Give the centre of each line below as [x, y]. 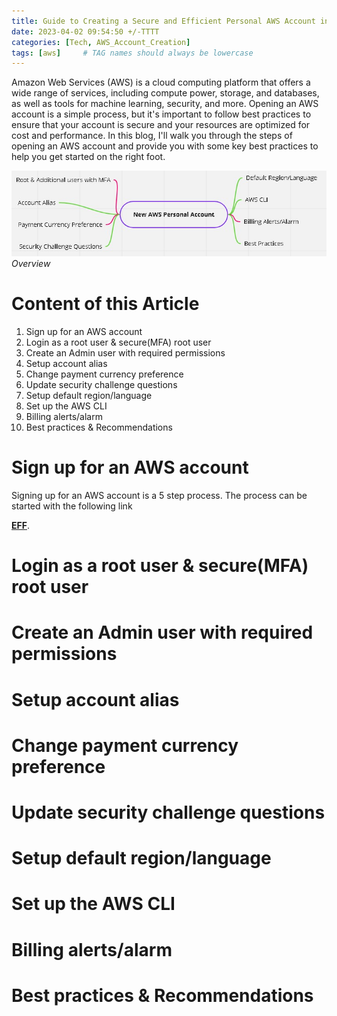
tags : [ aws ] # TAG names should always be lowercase [132, 53]
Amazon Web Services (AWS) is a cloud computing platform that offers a [161, 82]
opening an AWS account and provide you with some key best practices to [165, 146]
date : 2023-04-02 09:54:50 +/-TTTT [85, 31]
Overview [31, 264]
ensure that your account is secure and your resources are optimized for [161, 125]
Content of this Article [105, 304]
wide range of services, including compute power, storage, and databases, [165, 93]
